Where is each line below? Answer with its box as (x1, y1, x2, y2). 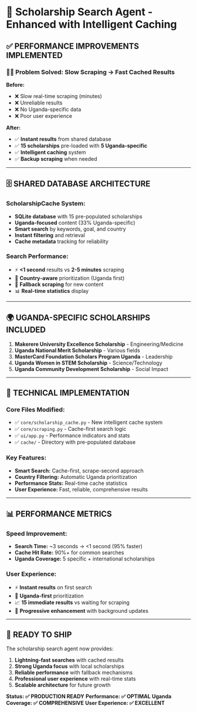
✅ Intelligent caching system (14, 149, 86, 156)
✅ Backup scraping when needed (14, 155, 98, 162)
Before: (6, 81, 25, 88)
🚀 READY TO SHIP (6, 630, 72, 640)
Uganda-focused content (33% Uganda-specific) (14, 219, 136, 226)
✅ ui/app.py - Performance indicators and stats (14, 432, 130, 439)
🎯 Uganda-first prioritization (14, 592, 84, 599)
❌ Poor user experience (14, 112, 72, 119)
